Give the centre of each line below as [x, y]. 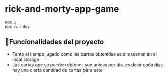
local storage [26, 59]
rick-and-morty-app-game [62, 9]
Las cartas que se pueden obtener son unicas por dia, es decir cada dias [88, 65]
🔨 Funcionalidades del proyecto [54, 42]
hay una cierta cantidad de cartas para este [57, 70]
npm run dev [17, 27]
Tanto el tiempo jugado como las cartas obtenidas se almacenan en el [84, 54]
